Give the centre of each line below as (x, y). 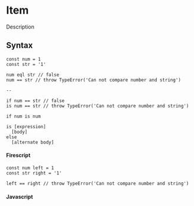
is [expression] (26, 126)
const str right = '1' (34, 173)
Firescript (18, 156)
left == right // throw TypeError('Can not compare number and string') (98, 183)
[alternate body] (33, 142)
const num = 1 (24, 59)
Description (20, 27)
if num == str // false (35, 101)
